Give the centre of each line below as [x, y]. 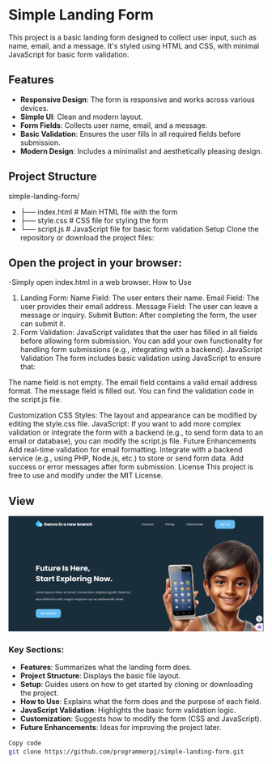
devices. [34, 108]
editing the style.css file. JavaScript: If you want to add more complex [125, 424]
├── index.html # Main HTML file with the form [99, 211]
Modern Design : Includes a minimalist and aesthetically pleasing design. [141, 151]
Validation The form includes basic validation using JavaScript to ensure [140, 359]
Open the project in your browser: [95, 263]
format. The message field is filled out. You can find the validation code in [131, 391]
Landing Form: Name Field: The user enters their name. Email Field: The [140, 298]
